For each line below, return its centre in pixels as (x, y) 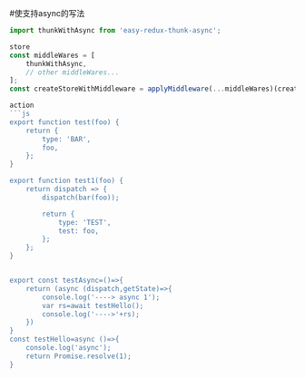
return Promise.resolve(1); (79, 356)
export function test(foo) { (64, 122)
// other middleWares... (73, 72)
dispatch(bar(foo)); (81, 198)
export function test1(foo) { (67, 181)
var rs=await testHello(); (93, 305)
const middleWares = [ (52, 55)
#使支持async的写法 (47, 13)
